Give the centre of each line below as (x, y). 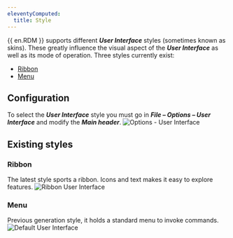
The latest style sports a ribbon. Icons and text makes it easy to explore (110, 180)
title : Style (33, 20)
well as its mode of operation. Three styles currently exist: (91, 55)
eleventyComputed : (34, 14)
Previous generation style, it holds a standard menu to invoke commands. (113, 220)
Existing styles (40, 144)
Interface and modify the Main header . (64, 122)
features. (20, 187)
